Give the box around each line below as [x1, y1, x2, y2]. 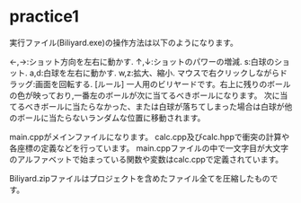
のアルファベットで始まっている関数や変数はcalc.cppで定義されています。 [9, 154, 284, 164]
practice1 [9, 6, 79, 27]
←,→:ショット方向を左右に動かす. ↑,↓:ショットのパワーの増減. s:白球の [9, 56, 275, 66]
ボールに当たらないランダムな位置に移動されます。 [16, 112, 206, 123]
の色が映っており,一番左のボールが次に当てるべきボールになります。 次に [9, 90, 280, 101]
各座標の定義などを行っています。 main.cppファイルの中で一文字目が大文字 [9, 142, 289, 154]
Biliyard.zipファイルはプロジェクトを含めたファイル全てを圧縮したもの [9, 172, 271, 183]
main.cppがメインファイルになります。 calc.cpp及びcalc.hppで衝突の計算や [9, 131, 290, 142]
